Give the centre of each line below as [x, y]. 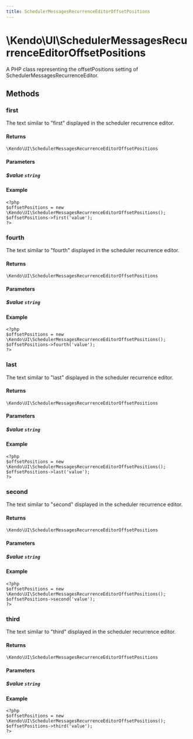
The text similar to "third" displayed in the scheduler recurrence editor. [91, 631]
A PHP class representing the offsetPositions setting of [72, 69]
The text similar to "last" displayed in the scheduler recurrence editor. [90, 377]
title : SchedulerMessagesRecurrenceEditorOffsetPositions [78, 11]
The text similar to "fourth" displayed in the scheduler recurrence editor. [93, 250]
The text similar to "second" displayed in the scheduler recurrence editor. [94, 504]
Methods [23, 93]
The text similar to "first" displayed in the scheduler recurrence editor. [90, 123]
